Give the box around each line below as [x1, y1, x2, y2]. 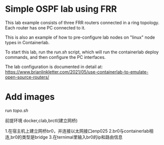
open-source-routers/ [5, 74, 49, 80]
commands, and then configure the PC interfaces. [5, 54, 106, 60]
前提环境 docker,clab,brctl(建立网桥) [5, 118, 78, 123]
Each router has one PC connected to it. [5, 24, 86, 30]
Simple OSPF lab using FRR [5, 3, 117, 15]
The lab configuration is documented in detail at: [5, 64, 103, 70]
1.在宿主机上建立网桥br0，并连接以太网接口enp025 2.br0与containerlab [5, 128, 149, 134]
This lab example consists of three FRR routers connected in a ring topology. [5, 20, 160, 25]
